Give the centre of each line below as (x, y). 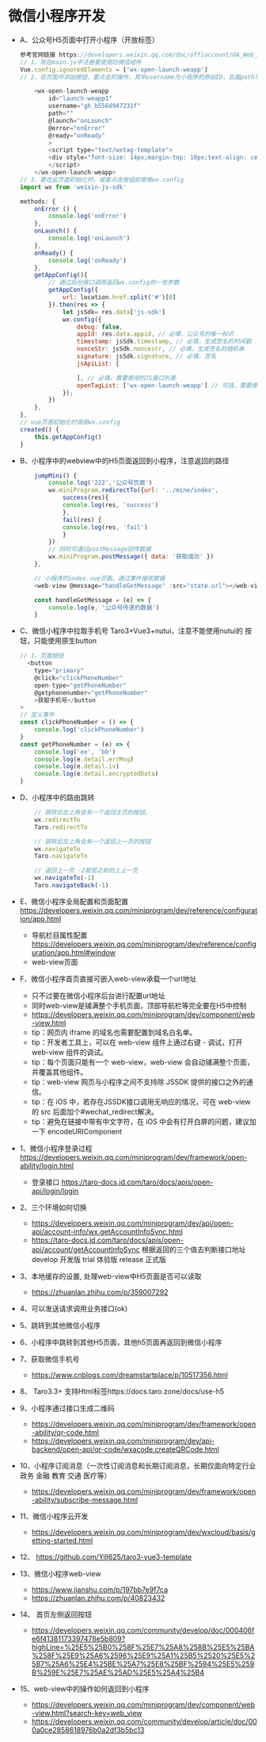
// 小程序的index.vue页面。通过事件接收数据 (100, 578)
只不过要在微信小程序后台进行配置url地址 (98, 996)
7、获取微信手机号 (49, 1359)
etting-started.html (62, 1541)
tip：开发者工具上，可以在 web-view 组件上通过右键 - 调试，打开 (137, 1042)
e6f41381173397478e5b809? (78, 1638)
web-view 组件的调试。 (70, 1052)
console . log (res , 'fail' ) (105, 527)
